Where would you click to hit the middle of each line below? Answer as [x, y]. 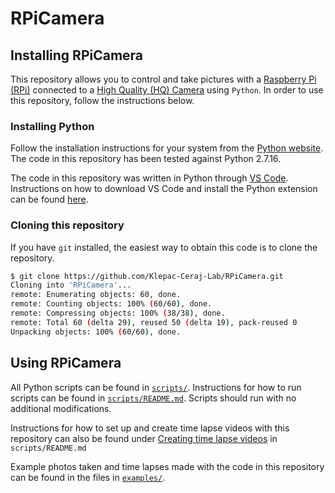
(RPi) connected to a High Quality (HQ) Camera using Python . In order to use [167, 90]
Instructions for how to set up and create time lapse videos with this [150, 428]
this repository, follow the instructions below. [102, 100]
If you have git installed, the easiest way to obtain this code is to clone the [164, 247]
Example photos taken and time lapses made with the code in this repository [167, 466]
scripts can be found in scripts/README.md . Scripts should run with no [153, 398]
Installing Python [52, 126]
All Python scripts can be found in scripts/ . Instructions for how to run [156, 387]
